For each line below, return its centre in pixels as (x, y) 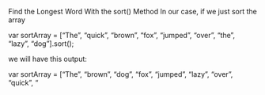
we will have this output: (47, 59)
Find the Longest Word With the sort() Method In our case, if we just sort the (132, 11)
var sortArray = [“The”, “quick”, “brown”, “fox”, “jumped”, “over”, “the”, (122, 35)
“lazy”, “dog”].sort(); (41, 44)
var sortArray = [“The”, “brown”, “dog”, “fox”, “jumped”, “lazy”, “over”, (121, 74)
